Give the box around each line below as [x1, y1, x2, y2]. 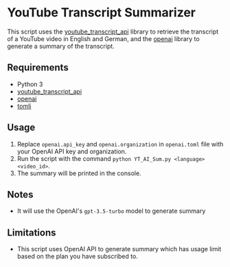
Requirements [7, 62, 69, 73]
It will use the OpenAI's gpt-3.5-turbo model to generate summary [16, 207, 206, 215]
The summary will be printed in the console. [16, 169, 142, 177]
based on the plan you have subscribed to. [16, 252, 139, 261]
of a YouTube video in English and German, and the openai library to [7, 34, 200, 42]
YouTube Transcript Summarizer [7, 5, 196, 21]
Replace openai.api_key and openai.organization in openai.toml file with [16, 140, 224, 148]
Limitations [7, 227, 56, 238]
